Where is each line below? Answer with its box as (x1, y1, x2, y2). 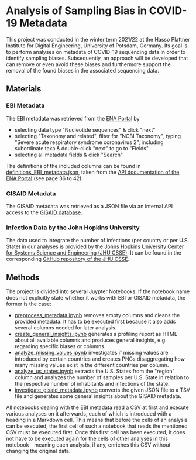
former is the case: (6, 300, 51, 308)
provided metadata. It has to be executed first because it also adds (14, 318, 176, 325)
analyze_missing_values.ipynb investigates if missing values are (14, 349, 169, 356)
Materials (6, 84, 42, 94)
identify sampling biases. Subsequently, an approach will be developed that (6, 54, 188, 61)
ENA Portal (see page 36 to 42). (6, 174, 83, 182)
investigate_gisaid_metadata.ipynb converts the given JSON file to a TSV (14, 386, 190, 393)
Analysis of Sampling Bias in (6, 4, 147, 18)
